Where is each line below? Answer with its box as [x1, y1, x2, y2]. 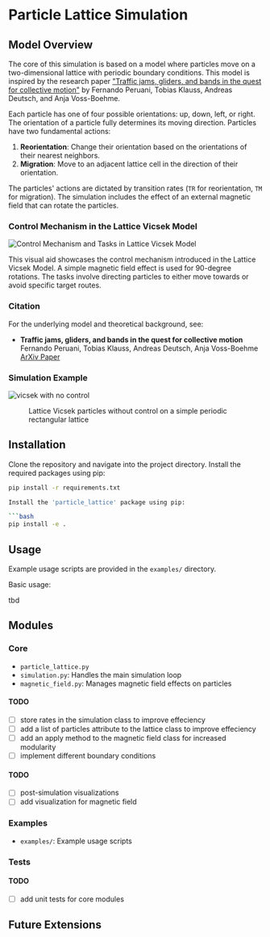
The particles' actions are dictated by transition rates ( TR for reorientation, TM [8, 183, 263, 193]
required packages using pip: [8, 468, 106, 477]
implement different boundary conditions [19, 751, 156, 761]
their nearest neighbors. [19, 151, 101, 160]
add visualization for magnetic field [19, 797, 137, 807]
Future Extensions [8, 918, 102, 932]
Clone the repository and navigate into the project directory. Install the [8, 459, 242, 469]
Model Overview [8, 38, 93, 52]
